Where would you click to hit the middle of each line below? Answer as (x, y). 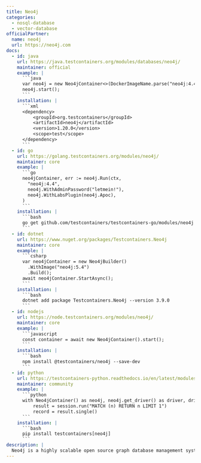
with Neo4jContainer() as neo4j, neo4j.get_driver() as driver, (104, 401)
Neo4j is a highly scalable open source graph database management (98, 450)
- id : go (22, 151)
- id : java (25, 56)
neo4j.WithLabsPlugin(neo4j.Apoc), (72, 195)
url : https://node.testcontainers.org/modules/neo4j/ (85, 317)
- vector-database (35, 28)
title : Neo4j (22, 12)
